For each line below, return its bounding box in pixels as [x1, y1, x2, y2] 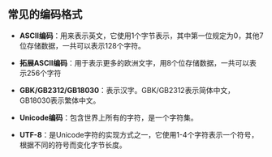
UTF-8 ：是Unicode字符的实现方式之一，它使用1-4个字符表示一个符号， [19, 129, 259, 139]
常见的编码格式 [7, 7, 83, 22]
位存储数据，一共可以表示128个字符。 [19, 40, 145, 50]
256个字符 [26, 68, 62, 78]
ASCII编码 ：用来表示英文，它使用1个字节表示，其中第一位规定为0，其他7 [19, 31, 264, 40]
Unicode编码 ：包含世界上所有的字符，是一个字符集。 [19, 112, 198, 122]
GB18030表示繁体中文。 [19, 95, 101, 105]
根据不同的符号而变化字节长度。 [19, 140, 127, 150]
